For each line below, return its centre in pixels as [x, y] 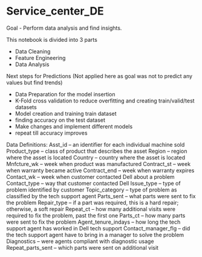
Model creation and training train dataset [66, 113]
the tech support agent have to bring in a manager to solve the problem [95, 235]
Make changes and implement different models [74, 126]
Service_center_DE [55, 11]
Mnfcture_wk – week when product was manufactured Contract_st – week [99, 164]
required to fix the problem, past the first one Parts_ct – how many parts [96, 215]
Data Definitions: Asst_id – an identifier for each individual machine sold [96, 144]
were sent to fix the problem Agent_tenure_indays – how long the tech [93, 222]
